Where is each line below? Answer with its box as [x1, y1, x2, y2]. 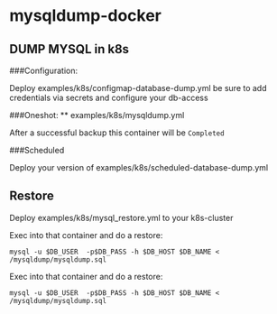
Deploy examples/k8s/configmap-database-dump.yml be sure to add [9, 83, 268, 93]
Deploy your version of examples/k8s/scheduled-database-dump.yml [9, 162, 269, 172]
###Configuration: [9, 65, 78, 76]
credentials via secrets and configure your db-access [9, 92, 209, 103]
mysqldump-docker [9, 5, 162, 26]
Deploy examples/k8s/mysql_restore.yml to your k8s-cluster [9, 212, 234, 223]
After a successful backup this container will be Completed [9, 127, 225, 138]
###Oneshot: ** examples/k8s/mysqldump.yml [9, 110, 185, 120]
